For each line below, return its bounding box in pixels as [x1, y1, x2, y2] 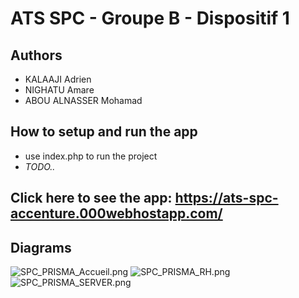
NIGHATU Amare [24, 84, 95, 96]
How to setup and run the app [10, 123, 198, 141]
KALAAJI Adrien [24, 73, 92, 85]
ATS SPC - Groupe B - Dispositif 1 [10, 7, 290, 30]
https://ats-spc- [174, 190, 279, 207]
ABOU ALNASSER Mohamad [24, 95, 143, 106]
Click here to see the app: [10, 190, 173, 207]
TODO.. [24, 160, 56, 172]
